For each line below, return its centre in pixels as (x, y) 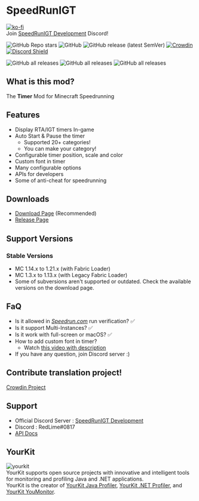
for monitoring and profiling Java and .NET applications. (75, 479)
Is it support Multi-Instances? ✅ (54, 327)
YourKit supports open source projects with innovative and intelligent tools (98, 473)
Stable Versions (30, 256)
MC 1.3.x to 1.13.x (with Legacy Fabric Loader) (71, 275)
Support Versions (40, 239)
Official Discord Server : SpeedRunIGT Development (79, 420)
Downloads (28, 199)
